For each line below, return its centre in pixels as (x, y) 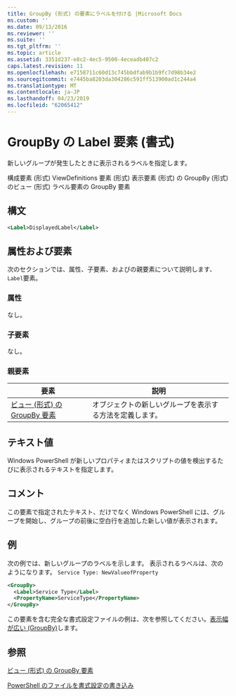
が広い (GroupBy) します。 (45, 628)
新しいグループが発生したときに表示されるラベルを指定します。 (99, 163)
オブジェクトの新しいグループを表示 (152, 405)
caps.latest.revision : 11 (45, 66)
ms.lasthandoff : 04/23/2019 (48, 99)
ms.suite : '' (26, 40)
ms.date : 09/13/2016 (38, 27)
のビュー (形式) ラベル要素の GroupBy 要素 (69, 186)
